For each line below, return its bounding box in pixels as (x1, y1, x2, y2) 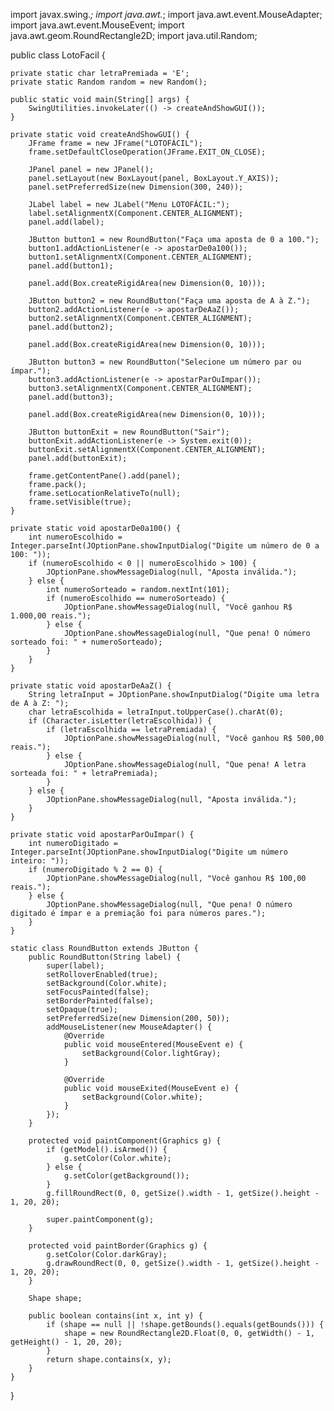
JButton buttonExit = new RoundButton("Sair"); (28, 427, 230, 437)
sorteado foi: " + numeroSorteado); (10, 637, 163, 647)
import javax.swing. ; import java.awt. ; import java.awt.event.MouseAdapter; (10, 9, 323, 20)
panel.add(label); (28, 217, 105, 227)
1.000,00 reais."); (10, 611, 92, 621)
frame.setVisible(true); (28, 497, 132, 507)
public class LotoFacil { (10, 49, 106, 61)
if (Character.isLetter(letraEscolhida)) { (28, 716, 213, 726)
